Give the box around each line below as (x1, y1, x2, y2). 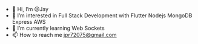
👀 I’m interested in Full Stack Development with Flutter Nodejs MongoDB (12, 12, 193, 19)
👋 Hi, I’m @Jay (12, 6, 49, 12)
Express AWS (12, 18, 46, 25)
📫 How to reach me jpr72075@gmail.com (12, 32, 117, 38)
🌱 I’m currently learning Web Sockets (12, 24, 105, 32)
